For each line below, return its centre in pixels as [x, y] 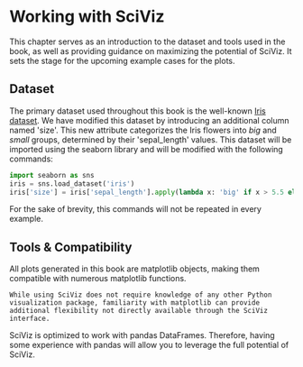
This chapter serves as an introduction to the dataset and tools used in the [147, 41]
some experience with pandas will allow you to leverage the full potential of [149, 345]
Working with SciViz [87, 17]
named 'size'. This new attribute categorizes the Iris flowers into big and [143, 130]
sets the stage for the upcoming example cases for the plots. [122, 60]
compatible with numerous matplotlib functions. [98, 279]
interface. [30, 319]
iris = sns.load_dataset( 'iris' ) [72, 183]
